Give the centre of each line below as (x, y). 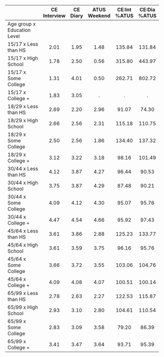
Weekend (99, 16)
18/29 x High (23, 120)
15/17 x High (23, 58)
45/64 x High (23, 245)
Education (19, 30)
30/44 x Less (23, 169)
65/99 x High (23, 307)
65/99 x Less (23, 293)
